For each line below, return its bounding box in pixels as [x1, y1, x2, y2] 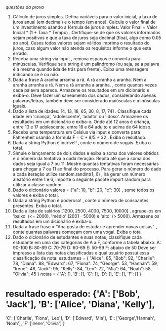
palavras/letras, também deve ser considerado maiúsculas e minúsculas [12, 98, 160, 103]
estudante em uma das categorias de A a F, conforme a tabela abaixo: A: [12, 240, 161, 245]
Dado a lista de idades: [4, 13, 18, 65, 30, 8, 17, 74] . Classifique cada [12, 108, 152, 114]
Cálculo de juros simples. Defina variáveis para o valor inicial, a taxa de [12, 14, 158, 19]
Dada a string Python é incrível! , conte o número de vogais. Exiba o [12, 140, 151, 145]
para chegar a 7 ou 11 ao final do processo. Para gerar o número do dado [12, 166, 162, 172]
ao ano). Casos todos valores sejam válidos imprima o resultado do [12, 40, 150, 46]
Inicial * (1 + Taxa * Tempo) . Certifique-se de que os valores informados [12, 30, 161, 35]
